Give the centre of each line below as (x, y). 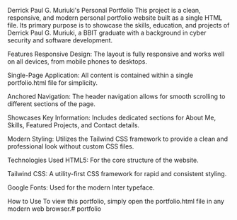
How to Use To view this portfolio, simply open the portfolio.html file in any (116, 201)
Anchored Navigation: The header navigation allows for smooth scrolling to (116, 96)
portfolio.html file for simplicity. (52, 83)
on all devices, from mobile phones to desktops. (77, 62)
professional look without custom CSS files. (71, 146)
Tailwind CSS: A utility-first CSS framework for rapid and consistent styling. (117, 174)
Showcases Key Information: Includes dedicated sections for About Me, (112, 117)
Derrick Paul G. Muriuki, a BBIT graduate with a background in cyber (107, 33)
